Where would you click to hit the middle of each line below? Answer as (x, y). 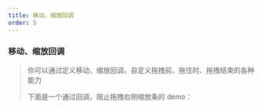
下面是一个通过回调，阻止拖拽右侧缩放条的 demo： (110, 96)
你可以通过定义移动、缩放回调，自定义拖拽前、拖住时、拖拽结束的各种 (141, 70)
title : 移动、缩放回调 (41, 15)
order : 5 (22, 23)
